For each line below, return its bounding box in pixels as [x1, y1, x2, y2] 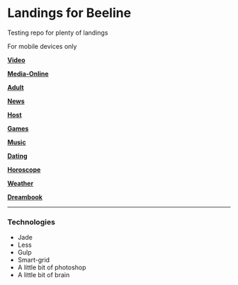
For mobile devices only [7, 42, 77, 50]
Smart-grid [17, 256, 50, 264]
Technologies [7, 217, 55, 227]
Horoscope [7, 165, 41, 174]
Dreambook [7, 192, 42, 201]
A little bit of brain [17, 271, 70, 279]
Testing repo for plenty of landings [7, 28, 108, 37]
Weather [7, 179, 34, 187]
